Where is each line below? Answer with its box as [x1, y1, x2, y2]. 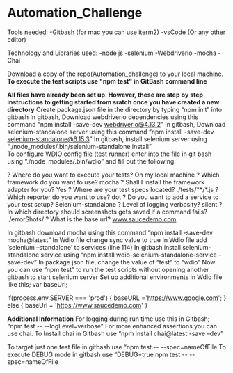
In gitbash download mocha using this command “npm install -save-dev [7, 228, 214, 237]
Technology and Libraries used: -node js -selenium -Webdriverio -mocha [7, 49, 217, 57]
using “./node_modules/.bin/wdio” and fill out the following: [7, 157, 176, 165]
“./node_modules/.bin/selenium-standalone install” [7, 142, 152, 150]
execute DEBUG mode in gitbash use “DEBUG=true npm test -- [7, 350, 188, 358]
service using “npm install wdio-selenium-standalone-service [40, 251, 217, 259]
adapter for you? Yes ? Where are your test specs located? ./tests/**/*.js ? [7, 185, 219, 193]
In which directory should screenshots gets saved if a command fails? [7, 207, 207, 216]
